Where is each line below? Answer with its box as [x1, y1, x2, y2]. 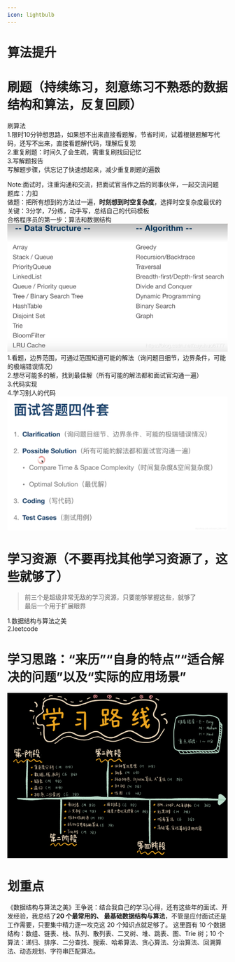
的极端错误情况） [7, 362, 57, 371]
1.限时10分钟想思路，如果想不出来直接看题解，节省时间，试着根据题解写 [7, 130, 215, 138]
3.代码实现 [7, 380, 38, 389]
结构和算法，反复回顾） [7, 97, 143, 112]
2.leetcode [7, 624, 38, 633]
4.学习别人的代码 [7, 389, 56, 397]
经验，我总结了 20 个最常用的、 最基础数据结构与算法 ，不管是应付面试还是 [13, 911, 227, 920]
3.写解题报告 [7, 156, 44, 165]
